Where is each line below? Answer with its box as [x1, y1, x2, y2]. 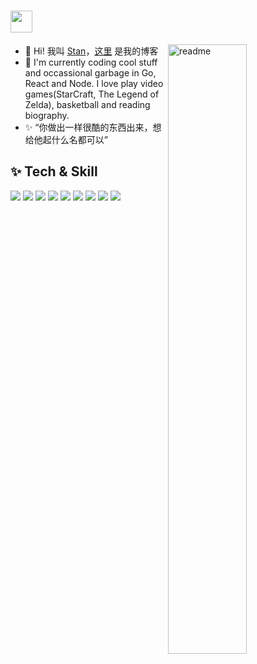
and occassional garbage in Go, [24, 66, 157, 79]
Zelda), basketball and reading [24, 98, 151, 110]
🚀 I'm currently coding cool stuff [24, 56, 158, 68]
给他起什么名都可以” [24, 133, 108, 145]
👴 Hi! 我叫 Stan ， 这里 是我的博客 [24, 45, 159, 57]
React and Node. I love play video [24, 77, 164, 89]
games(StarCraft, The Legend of [24, 88, 160, 100]
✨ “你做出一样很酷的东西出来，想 [24, 121, 162, 133]
